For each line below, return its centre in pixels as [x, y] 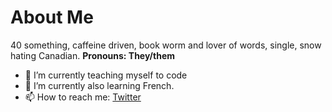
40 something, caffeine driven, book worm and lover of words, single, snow [166, 45]
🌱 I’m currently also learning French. [99, 85]
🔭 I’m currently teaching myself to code [106, 75]
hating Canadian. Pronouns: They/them [92, 55]
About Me [52, 17]
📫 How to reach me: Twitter [83, 97]
